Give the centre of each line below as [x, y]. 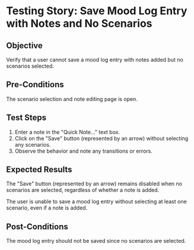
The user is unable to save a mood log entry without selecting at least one [96, 202]
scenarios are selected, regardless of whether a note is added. [83, 190]
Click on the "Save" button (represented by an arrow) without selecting [101, 138]
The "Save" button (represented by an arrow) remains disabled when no [94, 184]
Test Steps [26, 118]
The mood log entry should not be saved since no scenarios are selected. [96, 241]
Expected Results [39, 170]
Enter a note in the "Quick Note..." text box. [67, 132]
